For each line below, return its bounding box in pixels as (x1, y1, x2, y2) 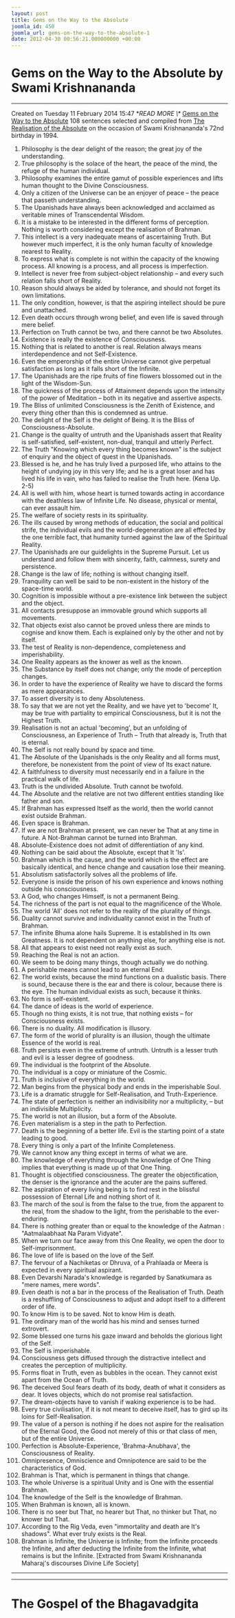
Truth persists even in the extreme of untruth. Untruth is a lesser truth (21, 1046, 219, 1055)
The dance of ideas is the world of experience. (21, 1002, 154, 1010)
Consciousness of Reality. (21, 1449, 96, 1457)
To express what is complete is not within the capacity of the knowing (21, 254, 219, 263)
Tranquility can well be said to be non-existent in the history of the (21, 577, 210, 586)
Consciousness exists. (21, 1017, 85, 1025)
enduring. (21, 1215, 49, 1223)
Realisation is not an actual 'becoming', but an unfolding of (21, 723, 188, 732)
